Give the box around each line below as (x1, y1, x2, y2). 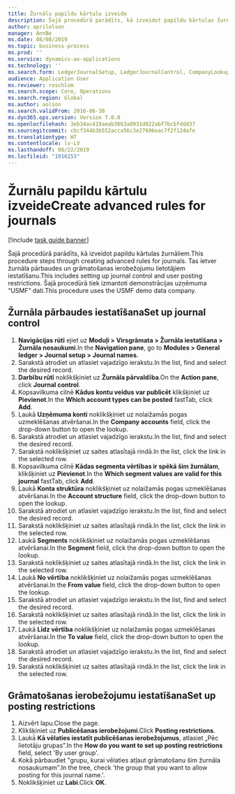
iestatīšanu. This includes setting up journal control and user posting (8, 271, 203, 280)
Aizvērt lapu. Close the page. (17, 719, 100, 728)
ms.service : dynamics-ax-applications (8, 56, 121, 63)
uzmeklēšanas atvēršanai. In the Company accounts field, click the (17, 417, 211, 426)
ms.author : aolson (8, 101, 61, 108)
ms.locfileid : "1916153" (8, 153, 80, 160)
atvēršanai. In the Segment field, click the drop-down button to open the (17, 544, 225, 552)
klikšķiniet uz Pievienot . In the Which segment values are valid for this (17, 469, 222, 478)
